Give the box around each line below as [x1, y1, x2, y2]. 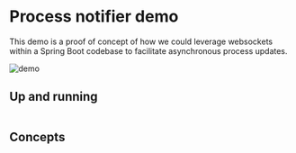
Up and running [9, 89, 98, 104]
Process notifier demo [9, 6, 179, 27]
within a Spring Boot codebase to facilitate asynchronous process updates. [9, 45, 288, 56]
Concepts [9, 130, 66, 145]
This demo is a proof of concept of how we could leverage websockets [9, 36, 273, 47]
